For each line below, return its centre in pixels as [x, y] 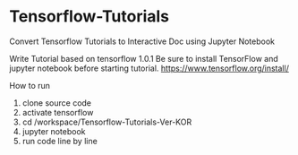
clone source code [57, 103]
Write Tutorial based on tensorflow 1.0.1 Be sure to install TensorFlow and [144, 58]
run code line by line [60, 141]
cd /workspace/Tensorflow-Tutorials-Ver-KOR [107, 122]
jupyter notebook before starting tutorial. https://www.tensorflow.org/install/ [149, 68]
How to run [30, 85]
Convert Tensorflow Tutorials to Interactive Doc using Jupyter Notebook [142, 41]
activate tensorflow [58, 112]
